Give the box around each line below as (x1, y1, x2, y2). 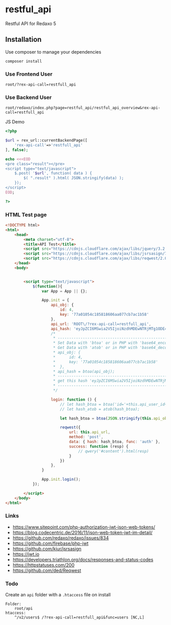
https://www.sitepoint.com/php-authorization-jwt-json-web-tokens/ (12, 524, 155, 530)
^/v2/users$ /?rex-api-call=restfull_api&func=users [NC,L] (14, 615, 145, 620)
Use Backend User (5, 93, 52, 101)
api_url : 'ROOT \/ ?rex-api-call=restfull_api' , (50, 321, 152, 327)
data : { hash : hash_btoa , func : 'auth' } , (69, 439, 160, 444)
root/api (14, 606, 33, 611)
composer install (5, 59, 42, 64)
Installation (5, 35, 42, 44)
